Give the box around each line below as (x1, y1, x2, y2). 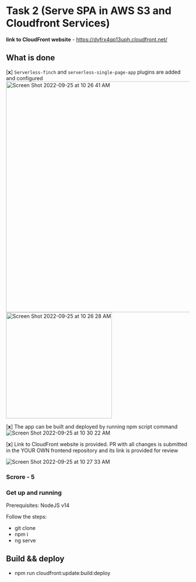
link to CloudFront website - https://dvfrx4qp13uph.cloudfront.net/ (6, 36, 168, 43)
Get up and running (6, 488, 62, 497)
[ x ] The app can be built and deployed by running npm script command (6, 423, 178, 430)
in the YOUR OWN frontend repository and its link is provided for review (6, 447, 178, 454)
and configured (6, 74, 43, 81)
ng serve (14, 537, 36, 544)
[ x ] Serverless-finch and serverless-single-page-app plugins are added (6, 69, 181, 76)
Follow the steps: (6, 513, 47, 520)
